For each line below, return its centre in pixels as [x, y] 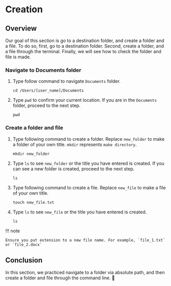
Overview [21, 28]
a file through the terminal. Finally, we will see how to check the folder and [83, 51]
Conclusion [24, 260]
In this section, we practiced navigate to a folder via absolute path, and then [85, 273]
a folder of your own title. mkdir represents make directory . [75, 144]
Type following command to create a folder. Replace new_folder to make [89, 139]
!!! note [13, 231]
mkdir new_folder [31, 154]
